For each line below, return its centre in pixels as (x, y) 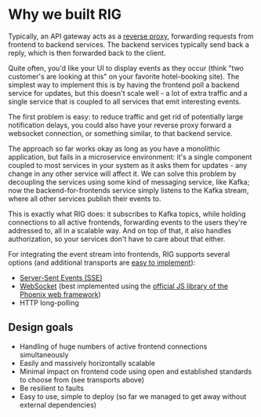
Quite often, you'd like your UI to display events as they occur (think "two (126, 68)
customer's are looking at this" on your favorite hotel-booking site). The (124, 76)
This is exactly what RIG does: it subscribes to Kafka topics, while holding (127, 214)
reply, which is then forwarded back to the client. (87, 53)
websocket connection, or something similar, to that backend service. (120, 133)
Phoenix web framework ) (60, 294)
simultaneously (44, 354)
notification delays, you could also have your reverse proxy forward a (120, 125)
